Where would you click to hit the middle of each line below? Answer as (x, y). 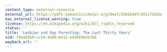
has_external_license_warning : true (43, 19)
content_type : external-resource (40, 10)
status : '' (16, 28)
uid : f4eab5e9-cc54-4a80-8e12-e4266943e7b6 (51, 38)
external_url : (20, 14)
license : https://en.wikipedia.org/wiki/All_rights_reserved (70, 24)
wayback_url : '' (22, 42)
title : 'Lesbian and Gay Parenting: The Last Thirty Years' (69, 33)
